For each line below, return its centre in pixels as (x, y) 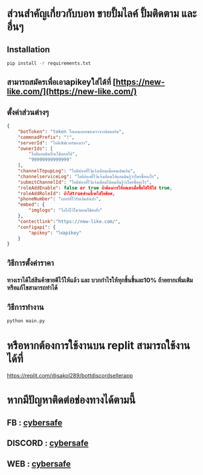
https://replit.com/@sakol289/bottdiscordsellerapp (70, 376)
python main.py (26, 321)
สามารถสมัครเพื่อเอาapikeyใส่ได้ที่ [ (62, 82)
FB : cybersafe (35, 423)
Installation (28, 49)
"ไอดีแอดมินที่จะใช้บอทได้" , (53, 154)
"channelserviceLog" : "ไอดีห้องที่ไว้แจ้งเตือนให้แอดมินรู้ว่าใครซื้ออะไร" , (89, 176)
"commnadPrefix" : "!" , (46, 137)
